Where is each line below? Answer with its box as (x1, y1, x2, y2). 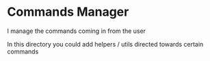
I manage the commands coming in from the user (7, 27, 146, 35)
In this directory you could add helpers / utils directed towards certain (7, 40, 204, 48)
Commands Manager (7, 4, 129, 20)
